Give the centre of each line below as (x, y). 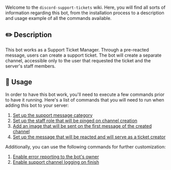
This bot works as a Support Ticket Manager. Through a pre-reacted (77, 50)
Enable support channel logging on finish (56, 162)
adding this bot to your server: (37, 105)
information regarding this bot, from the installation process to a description (85, 13)
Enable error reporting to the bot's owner (56, 156)
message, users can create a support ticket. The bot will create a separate (83, 55)
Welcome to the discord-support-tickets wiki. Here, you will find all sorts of (86, 7)
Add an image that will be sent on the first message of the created (82, 126)
